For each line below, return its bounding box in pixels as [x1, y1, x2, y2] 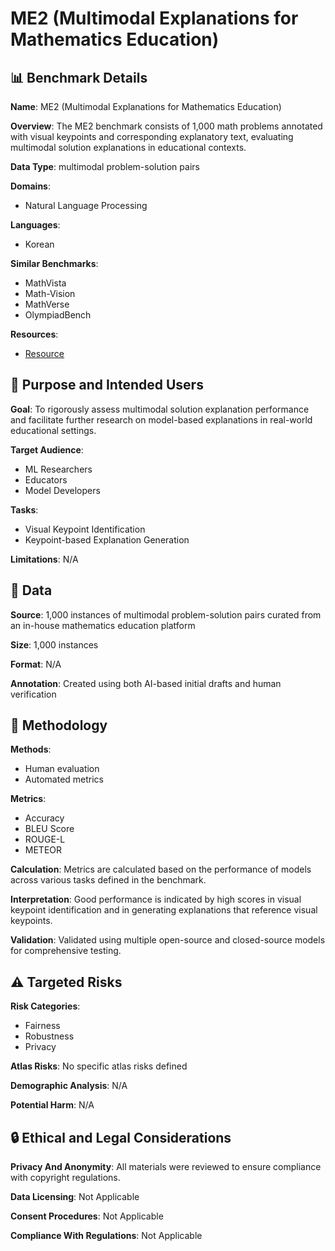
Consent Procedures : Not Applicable [10, 1210, 164, 1222]
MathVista [24, 277, 67, 289]
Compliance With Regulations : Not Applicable [10, 1230, 203, 1242]
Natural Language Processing [24, 200, 148, 211]
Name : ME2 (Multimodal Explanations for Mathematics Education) [10, 101, 282, 112]
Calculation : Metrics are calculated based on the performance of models [10, 863, 312, 876]
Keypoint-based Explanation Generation [24, 533, 190, 546]
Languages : [10, 219, 61, 231]
